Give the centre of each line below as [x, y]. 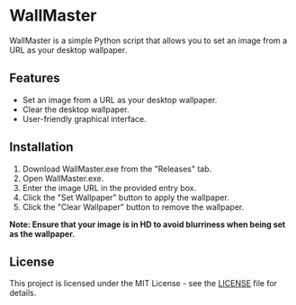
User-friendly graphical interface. [84, 118]
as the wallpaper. [42, 233]
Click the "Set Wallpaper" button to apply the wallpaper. [126, 197]
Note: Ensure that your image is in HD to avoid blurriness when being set [148, 224]
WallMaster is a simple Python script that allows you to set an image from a [148, 40]
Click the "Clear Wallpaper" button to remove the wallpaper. [133, 206]
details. [23, 293]
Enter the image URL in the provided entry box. [109, 187]
